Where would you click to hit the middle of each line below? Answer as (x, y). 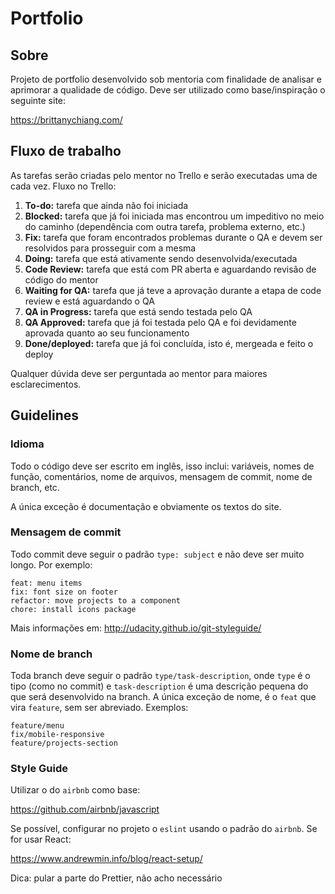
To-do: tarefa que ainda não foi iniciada (106, 205)
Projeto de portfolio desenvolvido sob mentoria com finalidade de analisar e (166, 79)
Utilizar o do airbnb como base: (75, 790)
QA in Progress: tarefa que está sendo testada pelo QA (138, 311)
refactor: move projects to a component (96, 600)
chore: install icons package (73, 609)
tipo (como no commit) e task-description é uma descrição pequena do (159, 686)
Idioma (27, 444)
